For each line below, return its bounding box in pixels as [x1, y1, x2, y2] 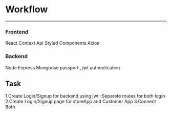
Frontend [5, 28, 29, 35]
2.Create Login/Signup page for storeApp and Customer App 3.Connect [5, 99, 156, 105]
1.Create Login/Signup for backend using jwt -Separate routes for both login [5, 93, 165, 99]
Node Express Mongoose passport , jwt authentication [5, 64, 120, 70]
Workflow [5, 4, 48, 15]
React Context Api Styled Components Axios [5, 40, 100, 46]
